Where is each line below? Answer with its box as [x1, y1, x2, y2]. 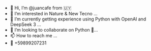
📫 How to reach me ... [10, 33, 57, 38]
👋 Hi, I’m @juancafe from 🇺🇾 [10, 5, 72, 11]
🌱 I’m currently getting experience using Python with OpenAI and [10, 16, 146, 22]
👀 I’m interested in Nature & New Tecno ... [10, 11, 98, 16]
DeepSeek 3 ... [10, 21, 42, 28]
